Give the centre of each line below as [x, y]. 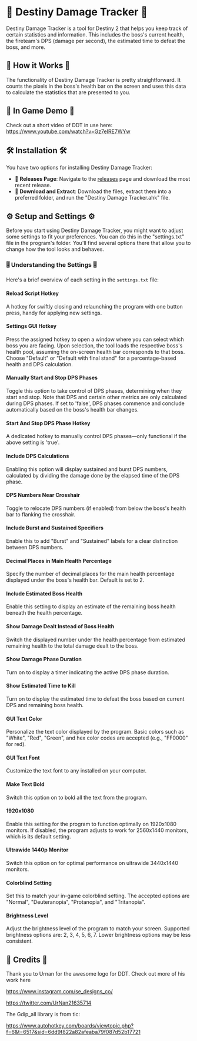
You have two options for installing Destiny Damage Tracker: [79, 168]
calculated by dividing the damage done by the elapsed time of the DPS [93, 475]
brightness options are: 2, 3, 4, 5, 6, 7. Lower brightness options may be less [98, 935]
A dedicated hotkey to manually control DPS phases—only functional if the [96, 436]
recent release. [33, 185]
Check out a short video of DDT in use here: [59, 125]
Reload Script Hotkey [32, 293]
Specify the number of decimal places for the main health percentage [90, 574]
